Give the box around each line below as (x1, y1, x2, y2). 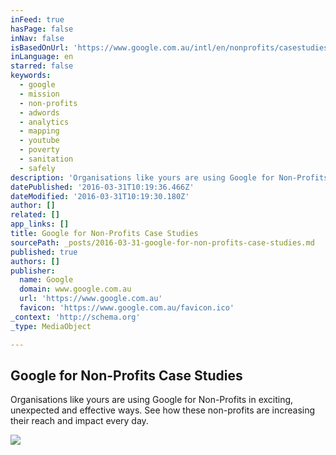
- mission (19, 89, 60, 99)
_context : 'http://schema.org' (10, 312, 141, 322)
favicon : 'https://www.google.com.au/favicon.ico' (19, 303, 235, 313)
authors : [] (10, 256, 60, 266)
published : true (10, 247, 78, 257)
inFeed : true (10, 14, 65, 25)
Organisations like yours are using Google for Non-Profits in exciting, (10, 394, 294, 406)
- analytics (19, 117, 70, 127)
